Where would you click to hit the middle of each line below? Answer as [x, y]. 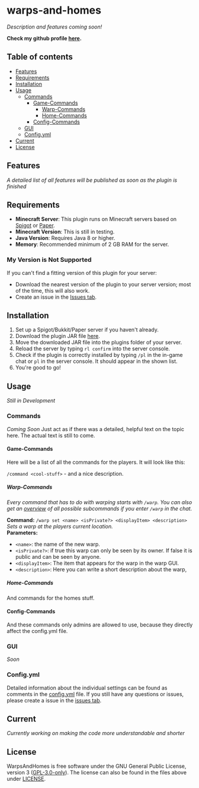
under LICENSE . [26, 779]
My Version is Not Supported [49, 260]
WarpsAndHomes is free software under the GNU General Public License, [97, 766]
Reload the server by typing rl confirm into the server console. [93, 349]
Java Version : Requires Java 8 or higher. [65, 238]
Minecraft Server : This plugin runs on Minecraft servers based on [96, 219]
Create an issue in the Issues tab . [56, 297]
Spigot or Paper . [35, 226]
